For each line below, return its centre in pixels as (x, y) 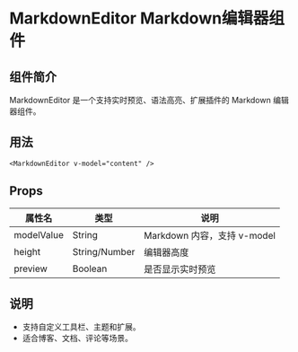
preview (31, 268)
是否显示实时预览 (180, 268)
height (27, 251)
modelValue (39, 234)
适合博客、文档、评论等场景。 (77, 339)
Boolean (90, 268)
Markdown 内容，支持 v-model (210, 235)
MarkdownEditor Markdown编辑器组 (147, 18)
